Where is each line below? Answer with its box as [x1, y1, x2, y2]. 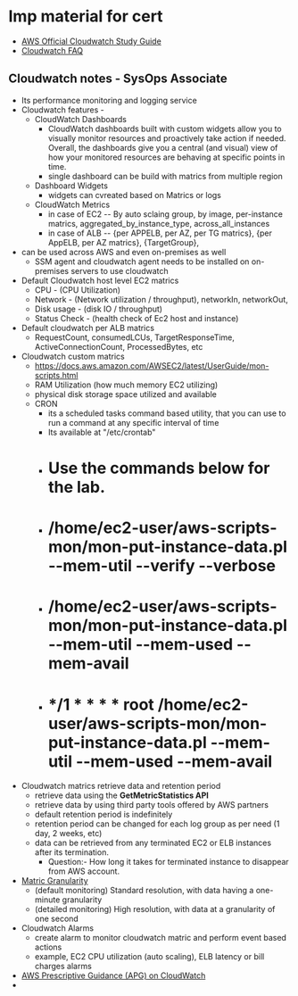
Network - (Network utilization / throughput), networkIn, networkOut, [34, 294, 289, 304]
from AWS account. [47, 866, 120, 876]
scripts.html [34, 369, 79, 380]
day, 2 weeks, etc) [34, 828, 103, 839]
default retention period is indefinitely [34, 809, 173, 820]
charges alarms [34, 961, 93, 972]
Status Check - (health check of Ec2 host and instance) [34, 312, 239, 323]
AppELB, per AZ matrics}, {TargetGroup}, [47, 237, 200, 247]
